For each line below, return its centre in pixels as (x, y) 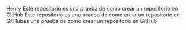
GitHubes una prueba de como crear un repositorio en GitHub (82, 21)
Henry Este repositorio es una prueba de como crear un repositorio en (92, 9)
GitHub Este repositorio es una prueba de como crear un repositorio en (93, 15)
